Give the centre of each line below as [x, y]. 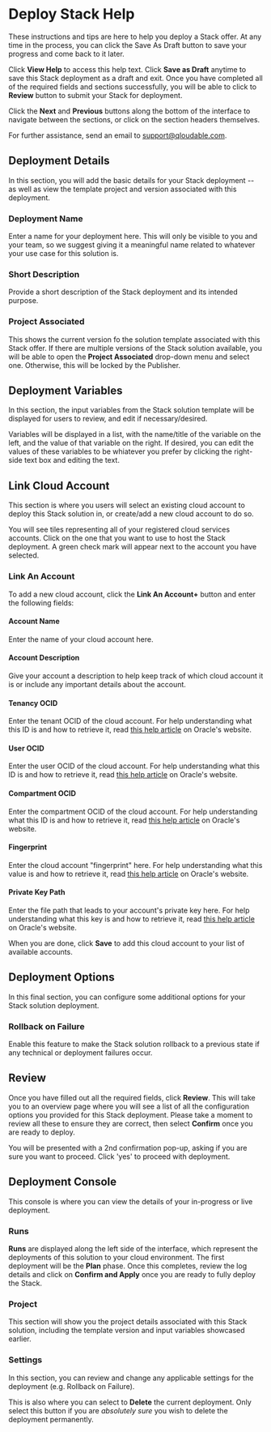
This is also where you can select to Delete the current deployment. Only [130, 1402]
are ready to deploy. [42, 1132]
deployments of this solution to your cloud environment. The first [116, 1258]
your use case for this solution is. [64, 254]
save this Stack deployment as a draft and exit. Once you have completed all [135, 78]
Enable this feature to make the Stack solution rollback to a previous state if [134, 1044]
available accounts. [40, 951]
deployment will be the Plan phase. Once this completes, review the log [128, 1266]
